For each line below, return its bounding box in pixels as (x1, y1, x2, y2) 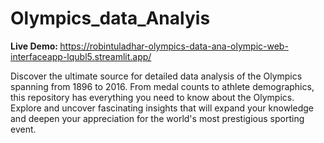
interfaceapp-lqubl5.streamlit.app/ (10, 50, 152, 62)
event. (10, 123, 37, 135)
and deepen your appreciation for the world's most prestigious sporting (10, 112, 305, 124)
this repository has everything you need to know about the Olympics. (10, 91, 295, 103)
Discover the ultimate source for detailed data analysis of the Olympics (10, 70, 303, 82)
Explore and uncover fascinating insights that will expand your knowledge (10, 102, 314, 114)
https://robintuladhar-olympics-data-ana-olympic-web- (59, 40, 289, 52)
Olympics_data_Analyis (10, 7, 211, 30)
